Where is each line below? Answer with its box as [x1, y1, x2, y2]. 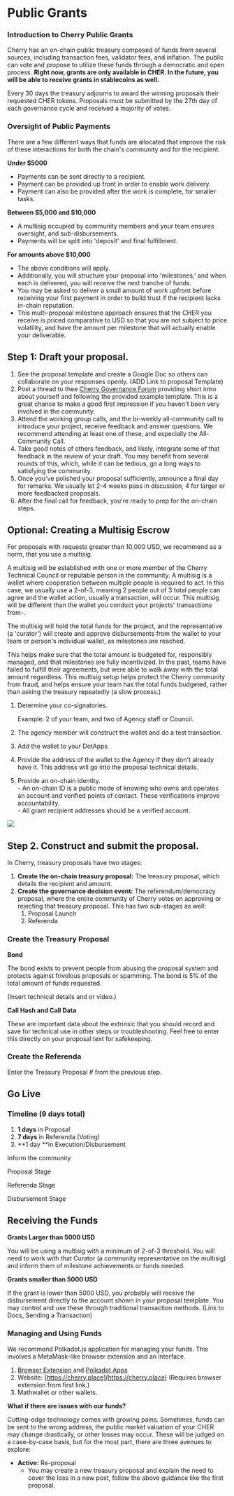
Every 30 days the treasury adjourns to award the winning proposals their [7, 89, 219, 97]
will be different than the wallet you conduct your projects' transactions [7, 601, 212, 609]
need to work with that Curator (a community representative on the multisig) [7, 1254, 226, 1263]
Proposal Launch [27, 909, 77, 918]
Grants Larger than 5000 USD [7, 1233, 96, 1242]
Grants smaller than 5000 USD [7, 1275, 98, 1284]
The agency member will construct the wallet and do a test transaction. [17, 728, 223, 737]
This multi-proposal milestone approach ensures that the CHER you [17, 308, 212, 317]
